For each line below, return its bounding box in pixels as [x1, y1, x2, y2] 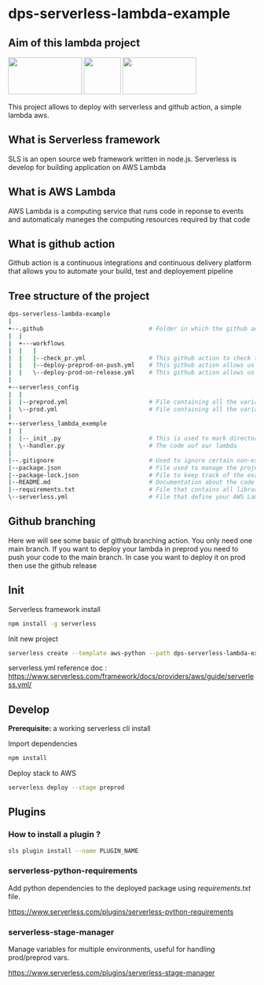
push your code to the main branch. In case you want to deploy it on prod [8, 552, 246, 562]
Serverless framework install [8, 604, 101, 614]
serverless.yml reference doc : [8, 663, 108, 673]
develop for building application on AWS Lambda [8, 162, 167, 172]
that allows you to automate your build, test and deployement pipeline [8, 267, 233, 276]
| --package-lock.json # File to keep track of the [8, 471, 244, 479]
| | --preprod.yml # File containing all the [8, 398, 237, 406]
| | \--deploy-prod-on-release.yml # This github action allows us [8, 369, 255, 377]
